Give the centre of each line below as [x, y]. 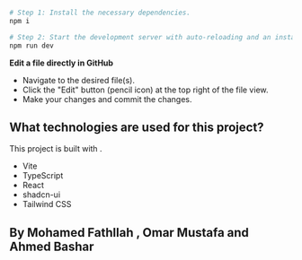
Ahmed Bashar [52, 246]
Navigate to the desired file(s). [78, 80]
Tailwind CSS [47, 204]
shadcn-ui [41, 195]
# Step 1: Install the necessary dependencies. [100, 13]
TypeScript [43, 176]
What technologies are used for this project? [137, 127]
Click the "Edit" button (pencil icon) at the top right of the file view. [145, 90]
